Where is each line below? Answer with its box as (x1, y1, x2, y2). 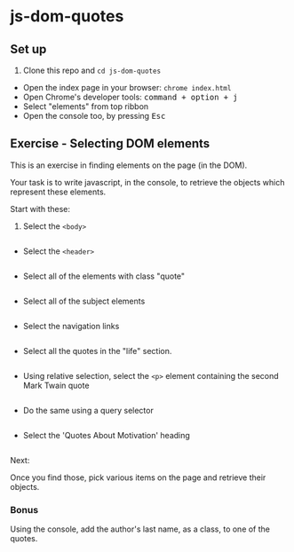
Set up (10, 42, 47, 57)
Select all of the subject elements (22, 296, 146, 306)
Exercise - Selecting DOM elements (10, 136, 211, 152)
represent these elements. (10, 186, 107, 197)
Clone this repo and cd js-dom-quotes (22, 65, 162, 75)
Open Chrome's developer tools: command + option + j (22, 91, 238, 102)
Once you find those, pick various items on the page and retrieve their (10, 472, 266, 483)
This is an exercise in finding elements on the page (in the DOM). (10, 160, 248, 170)
